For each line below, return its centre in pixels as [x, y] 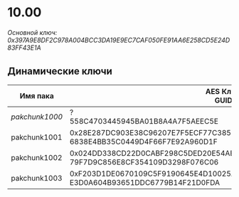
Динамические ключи [60, 71]
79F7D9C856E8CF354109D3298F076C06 [144, 162]
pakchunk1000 [37, 117]
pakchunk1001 [37, 137]
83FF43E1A [24, 48]
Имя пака [37, 95]
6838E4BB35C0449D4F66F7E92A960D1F [144, 142]
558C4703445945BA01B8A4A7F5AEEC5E [144, 121]
